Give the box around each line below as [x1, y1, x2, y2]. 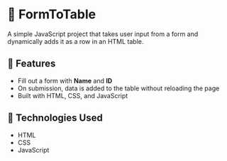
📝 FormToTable [7, 6, 96, 23]
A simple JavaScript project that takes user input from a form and [7, 30, 199, 38]
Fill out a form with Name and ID [17, 76, 113, 85]
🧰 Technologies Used [7, 112, 103, 124]
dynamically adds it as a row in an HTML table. [7, 37, 144, 45]
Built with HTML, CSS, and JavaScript [17, 91, 128, 100]
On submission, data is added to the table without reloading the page [17, 84, 220, 93]
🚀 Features [7, 58, 56, 70]
